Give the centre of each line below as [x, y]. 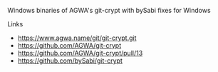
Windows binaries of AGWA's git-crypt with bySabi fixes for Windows [109, 10]
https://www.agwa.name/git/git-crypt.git [77, 38]
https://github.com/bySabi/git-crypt [70, 61]
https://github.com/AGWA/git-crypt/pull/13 [80, 53]
